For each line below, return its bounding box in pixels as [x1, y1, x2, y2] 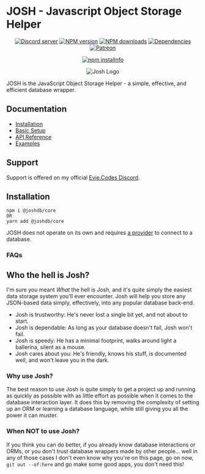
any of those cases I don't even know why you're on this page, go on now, [6, 454, 194, 461]
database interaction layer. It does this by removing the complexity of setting [6, 399, 199, 406]
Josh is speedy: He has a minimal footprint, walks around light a [15, 337, 177, 344]
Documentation [6, 104, 67, 115]
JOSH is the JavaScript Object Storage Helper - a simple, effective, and [6, 80, 187, 87]
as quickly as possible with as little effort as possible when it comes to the [6, 392, 193, 399]
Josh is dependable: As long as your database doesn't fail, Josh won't [15, 324, 193, 331]
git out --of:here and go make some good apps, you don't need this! [6, 461, 185, 468]
